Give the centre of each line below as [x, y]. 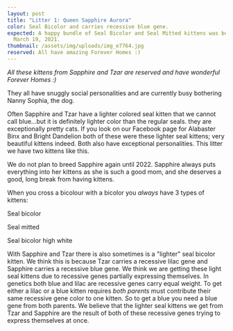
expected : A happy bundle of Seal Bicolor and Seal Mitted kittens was [113, 33]
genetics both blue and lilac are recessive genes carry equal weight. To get [114, 283]
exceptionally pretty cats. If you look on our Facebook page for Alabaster [112, 129]
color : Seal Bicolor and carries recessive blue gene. [88, 26]
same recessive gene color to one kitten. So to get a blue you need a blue [112, 298]
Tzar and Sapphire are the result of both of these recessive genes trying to [114, 313]
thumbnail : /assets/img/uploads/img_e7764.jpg [76, 46]
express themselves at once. [48, 320]
